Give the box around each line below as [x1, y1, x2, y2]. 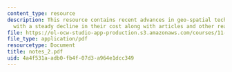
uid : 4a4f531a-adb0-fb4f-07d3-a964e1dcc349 [7, 55, 135, 62]
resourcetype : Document [7, 42, 76, 49]
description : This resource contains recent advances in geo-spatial [7, 16, 212, 23]
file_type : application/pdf [7, 36, 88, 43]
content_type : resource [7, 10, 76, 17]
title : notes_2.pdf [7, 49, 64, 56]
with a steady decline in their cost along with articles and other [13, 23, 215, 29]
